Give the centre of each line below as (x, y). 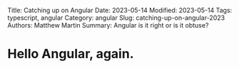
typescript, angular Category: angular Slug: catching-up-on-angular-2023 (116, 18)
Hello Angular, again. (71, 54)
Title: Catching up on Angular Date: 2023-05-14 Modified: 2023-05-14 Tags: (120, 10)
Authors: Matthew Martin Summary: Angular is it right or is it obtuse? (108, 25)
